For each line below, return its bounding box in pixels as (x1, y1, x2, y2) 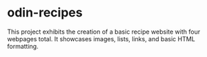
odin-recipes (7, 5, 83, 21)
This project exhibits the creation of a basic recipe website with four (7, 27, 201, 36)
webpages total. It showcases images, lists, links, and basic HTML (7, 34, 195, 43)
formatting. (7, 42, 39, 50)
